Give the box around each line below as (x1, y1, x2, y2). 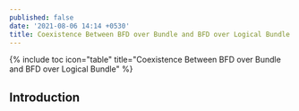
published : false (9, 13, 74, 22)
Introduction (9, 90, 81, 105)
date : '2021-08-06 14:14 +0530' (9, 21, 130, 30)
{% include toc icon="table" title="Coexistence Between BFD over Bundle (9, 55, 282, 65)
